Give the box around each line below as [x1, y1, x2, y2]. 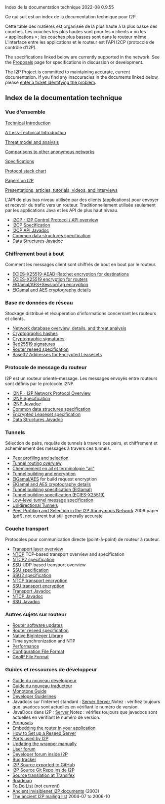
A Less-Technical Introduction [5, 129, 66, 135]
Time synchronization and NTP [12, 638, 76, 644]
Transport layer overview [12, 546, 63, 552]
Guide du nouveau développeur [12, 677, 77, 683]
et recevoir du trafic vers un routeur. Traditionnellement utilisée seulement [5, 202, 156, 208]
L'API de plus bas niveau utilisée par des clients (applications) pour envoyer [5, 197, 159, 203]
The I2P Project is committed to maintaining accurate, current [5, 69, 130, 75]
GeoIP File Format [12, 654, 49, 660]
